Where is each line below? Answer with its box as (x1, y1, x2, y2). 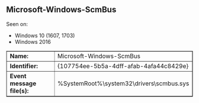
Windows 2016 (14, 38, 52, 45)
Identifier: (9, 62, 38, 70)
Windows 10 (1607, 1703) (14, 32, 75, 39)
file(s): (9, 86, 29, 95)
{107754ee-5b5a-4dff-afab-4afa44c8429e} (57, 62, 189, 70)
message (9, 79, 37, 88)
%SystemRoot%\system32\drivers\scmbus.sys (57, 79, 190, 88)
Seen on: (6, 20, 28, 27)
